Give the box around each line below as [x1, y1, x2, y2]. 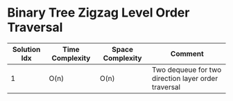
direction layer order [151, 73, 218, 83]
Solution [12, 44, 41, 54]
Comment [170, 48, 205, 58]
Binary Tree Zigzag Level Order [7, 5, 190, 21]
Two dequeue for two [151, 64, 222, 74]
